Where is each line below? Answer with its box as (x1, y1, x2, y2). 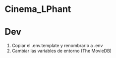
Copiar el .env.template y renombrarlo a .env (11, 43, 103, 49)
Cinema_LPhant (4, 3, 71, 15)
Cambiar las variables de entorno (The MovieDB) (11, 48, 112, 54)
